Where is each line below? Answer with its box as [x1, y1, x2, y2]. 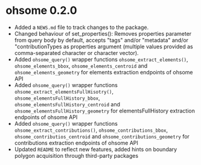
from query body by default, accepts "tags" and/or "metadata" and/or [14, 36, 188, 44]
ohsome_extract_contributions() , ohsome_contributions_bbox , [14, 126, 168, 134]
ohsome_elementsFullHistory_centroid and [14, 100, 121, 108]
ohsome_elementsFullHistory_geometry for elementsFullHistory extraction [14, 107, 196, 114]
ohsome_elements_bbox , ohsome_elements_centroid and [14, 62, 148, 70]
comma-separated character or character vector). [14, 49, 139, 56]
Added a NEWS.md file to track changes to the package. [14, 24, 149, 31]
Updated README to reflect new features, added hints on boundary [14, 146, 177, 153]
